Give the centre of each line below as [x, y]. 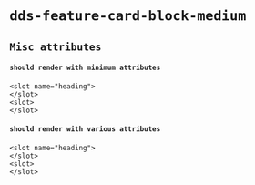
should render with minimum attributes [85, 68]
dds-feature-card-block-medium [128, 16]
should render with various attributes [85, 129]
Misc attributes [56, 46]
